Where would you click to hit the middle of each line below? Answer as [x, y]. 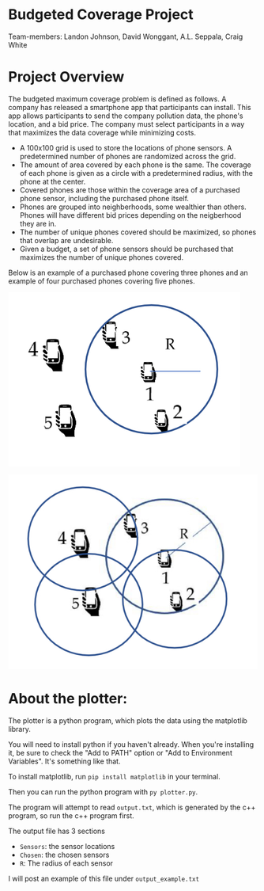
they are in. [38, 223]
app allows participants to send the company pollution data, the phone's [126, 116]
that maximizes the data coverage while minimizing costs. [102, 132]
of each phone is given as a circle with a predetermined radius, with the [136, 173]
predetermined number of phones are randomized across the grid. [128, 156]
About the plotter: [68, 699]
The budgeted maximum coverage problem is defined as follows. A [117, 99]
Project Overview [66, 77]
